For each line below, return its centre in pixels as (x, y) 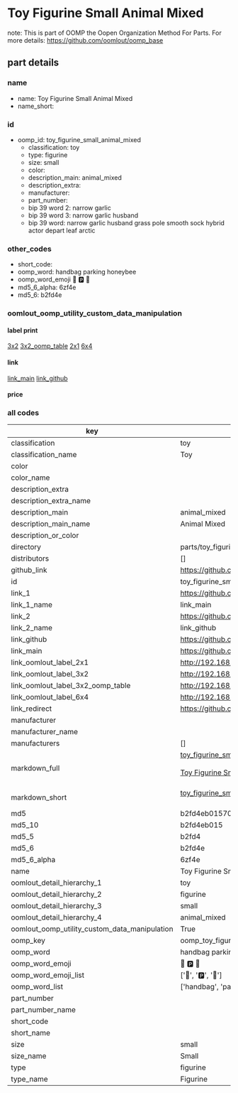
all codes (23, 413)
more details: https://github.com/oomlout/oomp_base (85, 40)
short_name (31, 1033)
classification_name (44, 455)
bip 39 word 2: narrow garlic (69, 208)
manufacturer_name (45, 732)
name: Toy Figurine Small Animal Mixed (75, 98)
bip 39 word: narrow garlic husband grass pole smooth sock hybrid (126, 222)
